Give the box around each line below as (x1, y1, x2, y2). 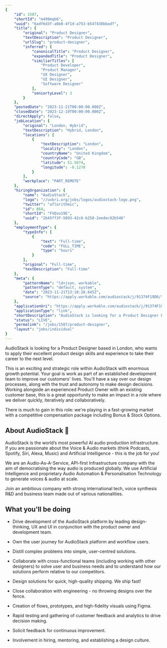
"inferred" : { (23, 44, 52, 49)
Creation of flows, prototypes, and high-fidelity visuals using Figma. (12, 603, 152, 609)
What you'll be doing (5, 505, 71, 514)
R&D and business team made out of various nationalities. (5, 491, 123, 497)
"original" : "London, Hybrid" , (23, 123, 88, 128)
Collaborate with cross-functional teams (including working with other (12, 558, 156, 564)
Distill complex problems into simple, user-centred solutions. (12, 548, 137, 554)
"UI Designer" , (40, 77, 72, 82)
